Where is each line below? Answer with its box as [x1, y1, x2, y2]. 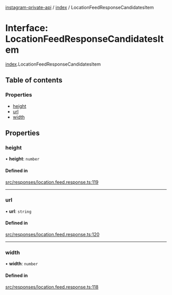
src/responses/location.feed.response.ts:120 [5, 231, 100, 238]
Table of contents [5, 76, 62, 85]
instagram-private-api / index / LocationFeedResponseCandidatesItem [5, 5, 154, 10]
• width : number [5, 261, 38, 267]
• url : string [5, 208, 32, 214]
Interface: [5, 23, 49, 34]
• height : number [5, 156, 40, 162]
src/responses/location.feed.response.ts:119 [5, 179, 99, 185]
